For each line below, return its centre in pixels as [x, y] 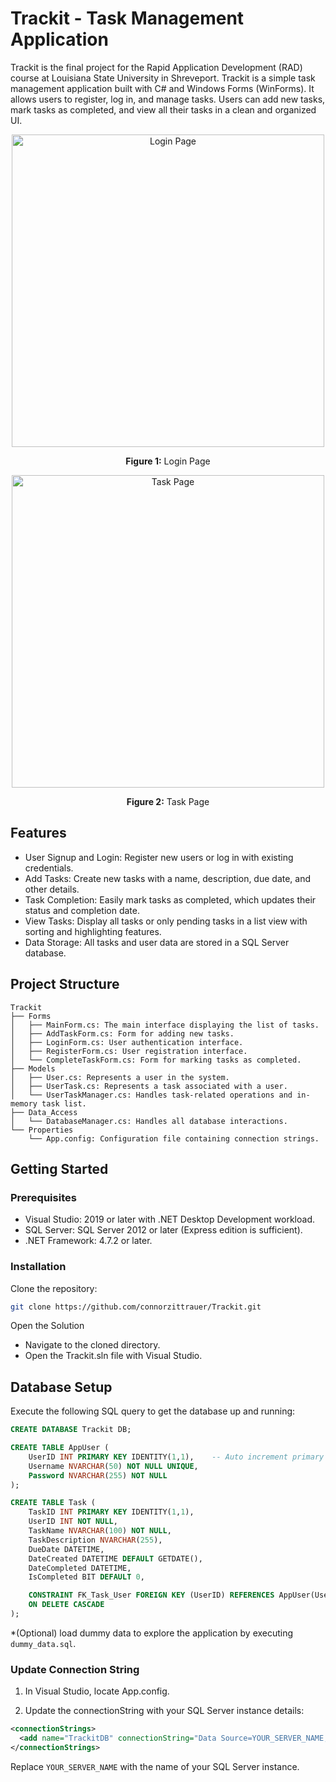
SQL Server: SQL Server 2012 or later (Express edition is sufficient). [163, 1230]
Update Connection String [75, 1669]
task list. [64, 1103]
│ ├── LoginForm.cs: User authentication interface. [127, 1042]
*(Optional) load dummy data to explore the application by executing [152, 1633]
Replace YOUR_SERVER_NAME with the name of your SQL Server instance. [155, 1766]
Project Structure [65, 984]
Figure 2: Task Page [168, 801]
